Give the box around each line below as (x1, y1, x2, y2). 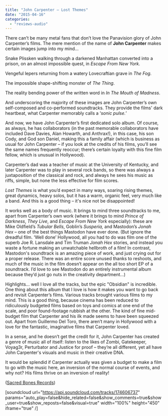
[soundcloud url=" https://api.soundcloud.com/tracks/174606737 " (5, 389, 140, 395)
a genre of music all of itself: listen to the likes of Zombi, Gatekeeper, (5, 339, 146, 345)
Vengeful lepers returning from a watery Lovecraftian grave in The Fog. (5, 71, 152, 77)
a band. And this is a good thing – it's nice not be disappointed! (5, 198, 135, 204)
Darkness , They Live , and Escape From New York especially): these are (5, 219, 152, 225)
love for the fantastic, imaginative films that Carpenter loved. (5, 324, 130, 330)
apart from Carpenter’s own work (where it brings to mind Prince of (5, 213, 144, 219)
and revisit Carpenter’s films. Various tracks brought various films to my (5, 292, 153, 298)
